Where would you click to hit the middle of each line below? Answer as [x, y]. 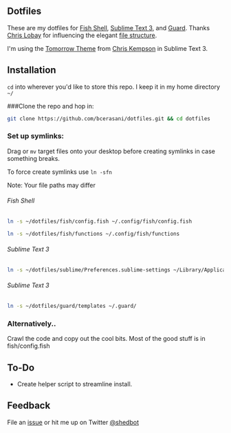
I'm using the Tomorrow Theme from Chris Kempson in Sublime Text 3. [108, 48]
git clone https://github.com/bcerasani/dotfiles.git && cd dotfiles [109, 119]
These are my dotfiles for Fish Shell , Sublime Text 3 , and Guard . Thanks [109, 27]
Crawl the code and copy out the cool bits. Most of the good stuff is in [107, 339]
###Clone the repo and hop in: [51, 106]
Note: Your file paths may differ [52, 185]
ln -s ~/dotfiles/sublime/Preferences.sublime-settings [89, 270]
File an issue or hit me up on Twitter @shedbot [73, 422]
